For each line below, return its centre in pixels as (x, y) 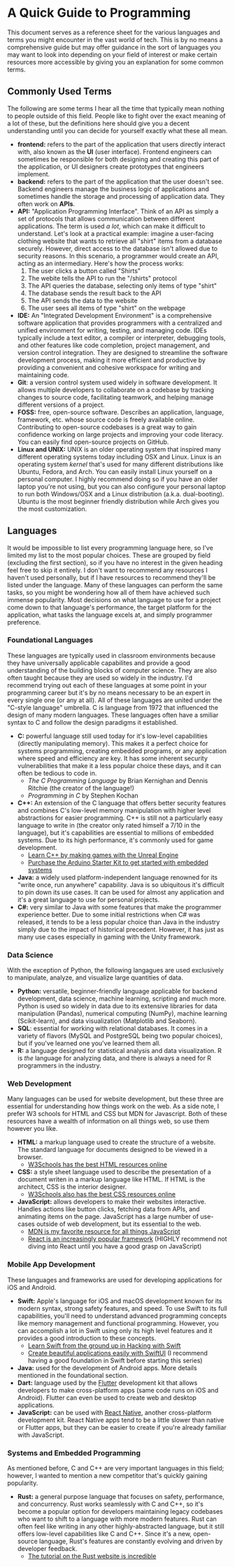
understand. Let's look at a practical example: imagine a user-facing (115, 233)
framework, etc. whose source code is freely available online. (106, 419)
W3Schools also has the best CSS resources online (102, 1195)
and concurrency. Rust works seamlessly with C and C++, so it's (111, 1504)
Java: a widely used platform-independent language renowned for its (117, 877)
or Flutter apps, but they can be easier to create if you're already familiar (122, 1427)
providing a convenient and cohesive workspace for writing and (109, 367)
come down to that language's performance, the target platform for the (109, 607)
